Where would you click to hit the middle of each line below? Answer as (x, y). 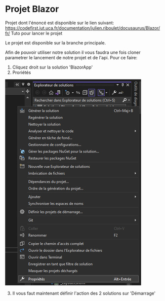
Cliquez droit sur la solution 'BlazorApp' (52, 67)
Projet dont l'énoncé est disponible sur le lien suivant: (60, 23)
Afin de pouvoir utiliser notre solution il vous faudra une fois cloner (73, 52)
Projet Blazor (32, 9)
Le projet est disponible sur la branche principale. (56, 42)
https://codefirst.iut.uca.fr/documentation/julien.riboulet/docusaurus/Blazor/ (83, 28)
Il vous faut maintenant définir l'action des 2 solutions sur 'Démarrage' (84, 293)
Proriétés (21, 72)
